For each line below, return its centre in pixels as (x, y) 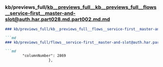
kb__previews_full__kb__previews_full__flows (102, 7)
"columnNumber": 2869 (44, 55)
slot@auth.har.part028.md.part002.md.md (57, 19)
